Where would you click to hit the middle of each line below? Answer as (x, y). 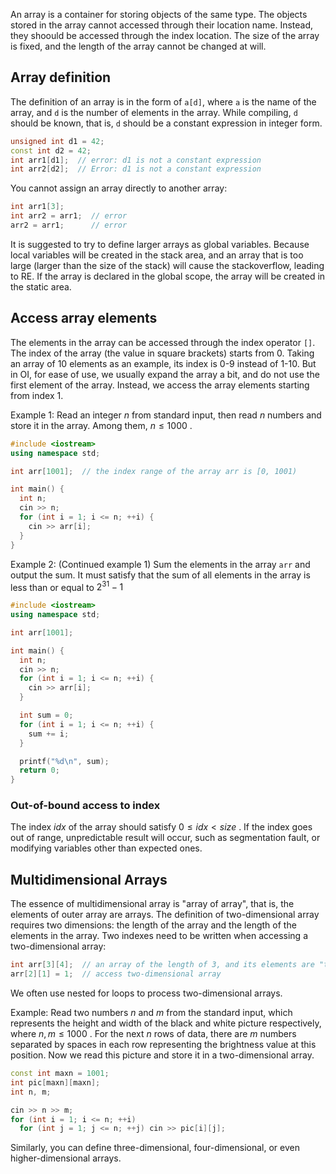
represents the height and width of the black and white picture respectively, (166, 1023)
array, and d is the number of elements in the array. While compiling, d (154, 112)
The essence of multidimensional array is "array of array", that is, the (152, 904)
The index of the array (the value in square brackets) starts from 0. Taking (162, 353)
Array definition (61, 77)
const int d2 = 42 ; (51, 150)
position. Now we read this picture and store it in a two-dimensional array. (162, 1055)
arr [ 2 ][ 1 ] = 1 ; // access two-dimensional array (116, 974)
